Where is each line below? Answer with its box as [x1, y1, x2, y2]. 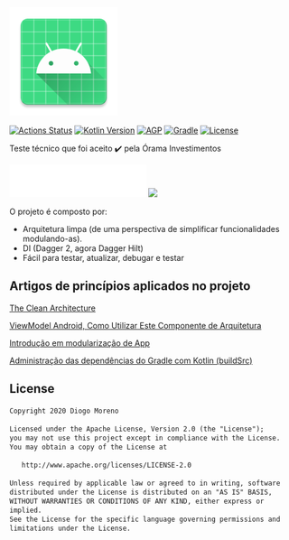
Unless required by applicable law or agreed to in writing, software [9, 479, 281, 488]
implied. [9, 506, 42, 515]
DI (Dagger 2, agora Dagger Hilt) [22, 243, 144, 254]
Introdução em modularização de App [9, 337, 151, 349]
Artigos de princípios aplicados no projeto [9, 278, 251, 294]
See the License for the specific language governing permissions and [9, 515, 281, 524]
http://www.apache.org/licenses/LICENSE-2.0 [21, 461, 192, 470]
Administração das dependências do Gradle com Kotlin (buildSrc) [9, 355, 253, 366]
